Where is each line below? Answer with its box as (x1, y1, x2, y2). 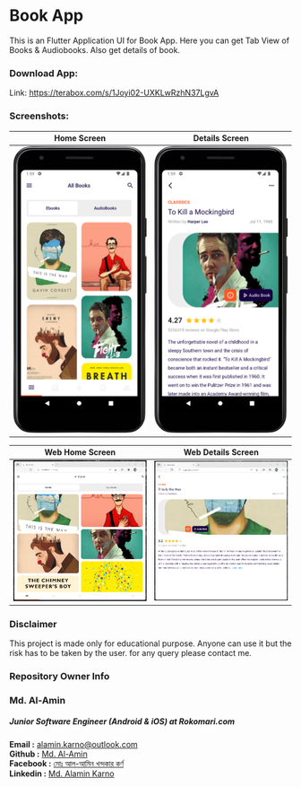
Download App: (9, 66, 79, 79)
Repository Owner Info (9, 669, 110, 682)
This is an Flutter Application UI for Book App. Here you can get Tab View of (9, 35, 289, 46)
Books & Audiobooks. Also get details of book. (9, 44, 181, 55)
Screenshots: (9, 109, 70, 122)
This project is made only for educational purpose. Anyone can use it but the (9, 638, 292, 649)
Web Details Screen (183, 447, 260, 458)
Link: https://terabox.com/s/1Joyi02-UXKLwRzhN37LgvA (9, 87, 219, 99)
